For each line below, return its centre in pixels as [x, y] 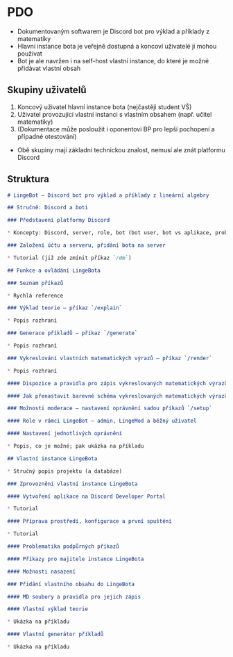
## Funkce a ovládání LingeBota [54, 270]
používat [30, 54]
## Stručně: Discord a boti [48, 208]
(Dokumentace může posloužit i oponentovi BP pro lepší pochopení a [116, 129]
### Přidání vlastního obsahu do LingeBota [71, 584]
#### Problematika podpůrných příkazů [63, 546]
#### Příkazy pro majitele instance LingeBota [76, 559]
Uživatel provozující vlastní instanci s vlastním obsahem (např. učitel [114, 114]
